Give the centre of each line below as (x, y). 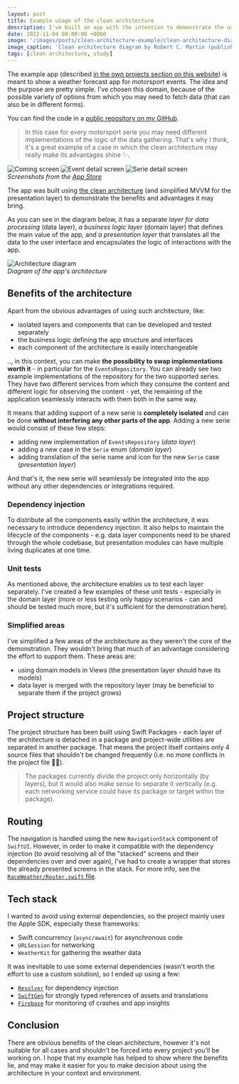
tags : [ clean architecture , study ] (60, 54)
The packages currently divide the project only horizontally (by (117, 776)
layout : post (27, 14)
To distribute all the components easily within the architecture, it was (108, 520)
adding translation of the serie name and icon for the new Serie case (118, 456)
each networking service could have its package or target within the (124, 792)
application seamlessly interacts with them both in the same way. (103, 399)
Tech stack (32, 899)
